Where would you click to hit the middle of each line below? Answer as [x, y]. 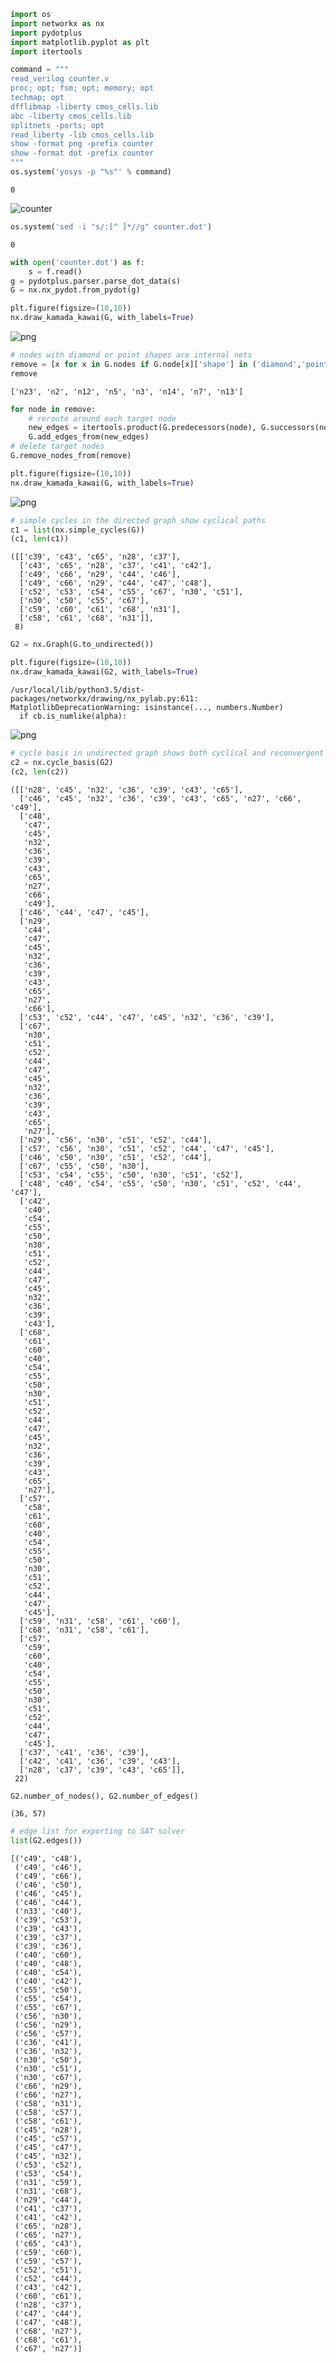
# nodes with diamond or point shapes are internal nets [131, 355]
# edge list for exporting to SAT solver [98, 1831]
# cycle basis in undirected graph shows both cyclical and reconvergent [167, 753]
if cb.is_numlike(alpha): [73, 716]
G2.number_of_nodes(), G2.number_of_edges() [104, 1796]
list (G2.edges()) [46, 1841]
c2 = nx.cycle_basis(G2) [62, 762]
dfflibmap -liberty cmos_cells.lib [84, 106]
